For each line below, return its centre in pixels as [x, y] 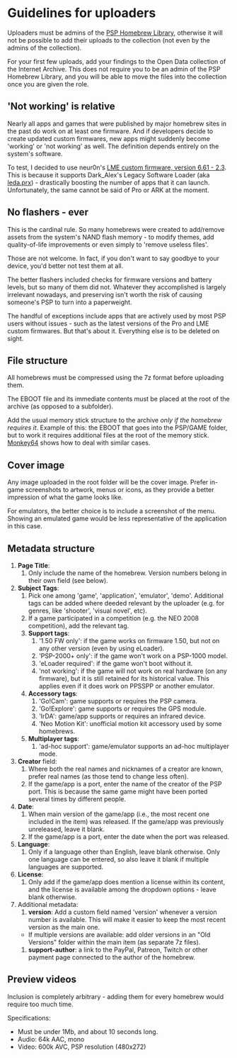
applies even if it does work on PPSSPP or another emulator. [126, 686]
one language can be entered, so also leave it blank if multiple [118, 859]
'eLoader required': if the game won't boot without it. [116, 663]
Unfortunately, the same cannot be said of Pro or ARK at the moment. [109, 190]
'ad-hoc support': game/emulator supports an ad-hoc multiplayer [134, 746]
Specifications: [29, 1018]
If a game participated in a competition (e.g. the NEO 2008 [114, 618]
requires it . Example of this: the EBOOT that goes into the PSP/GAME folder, [117, 428]
